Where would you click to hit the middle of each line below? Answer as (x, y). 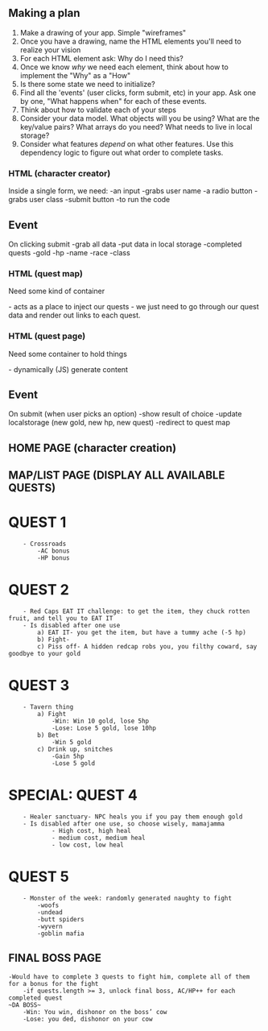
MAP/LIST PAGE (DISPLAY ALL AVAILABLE (117, 476)
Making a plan (44, 13)
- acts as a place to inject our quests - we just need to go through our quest (134, 307)
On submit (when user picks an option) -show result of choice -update (125, 414)
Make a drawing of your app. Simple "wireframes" (103, 32)
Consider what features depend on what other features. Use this (127, 143)
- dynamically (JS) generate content (68, 369)
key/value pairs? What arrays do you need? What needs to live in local (136, 126)
